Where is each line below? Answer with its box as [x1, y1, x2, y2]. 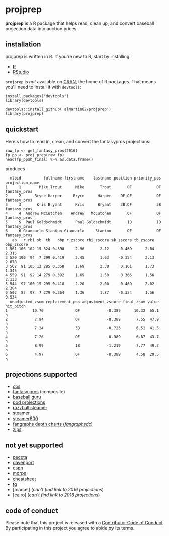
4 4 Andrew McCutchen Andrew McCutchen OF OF [5, 211, 161, 216]
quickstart [5, 125, 39, 134]
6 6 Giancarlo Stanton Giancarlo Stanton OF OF [5, 228, 161, 233]
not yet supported [5, 441, 63, 449]
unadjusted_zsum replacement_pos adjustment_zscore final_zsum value [10, 299, 159, 304]
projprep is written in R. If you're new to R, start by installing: [5, 53, 131, 59]
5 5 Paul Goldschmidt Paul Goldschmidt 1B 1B [5, 219, 161, 225]
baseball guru [12, 394, 41, 400]
